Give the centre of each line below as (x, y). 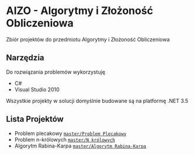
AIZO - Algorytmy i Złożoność (80, 11)
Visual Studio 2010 (37, 89)
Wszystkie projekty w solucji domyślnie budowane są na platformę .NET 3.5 (97, 101)
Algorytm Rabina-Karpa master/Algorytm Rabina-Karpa (80, 146)
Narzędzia (25, 58)
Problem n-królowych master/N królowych (65, 139)
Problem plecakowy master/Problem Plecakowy (70, 133)
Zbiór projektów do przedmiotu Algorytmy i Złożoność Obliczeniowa (88, 39)
